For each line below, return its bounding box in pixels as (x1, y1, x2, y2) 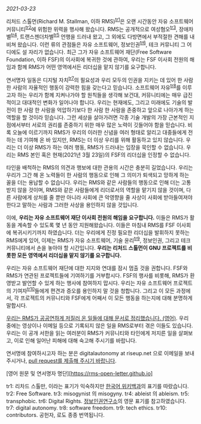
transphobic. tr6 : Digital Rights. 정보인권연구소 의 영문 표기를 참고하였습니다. (6, 398, 187, 405)
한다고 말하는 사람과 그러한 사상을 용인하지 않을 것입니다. (6, 201, 139, 208)
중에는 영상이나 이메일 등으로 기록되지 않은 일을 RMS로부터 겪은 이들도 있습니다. (6, 322, 193, 330)
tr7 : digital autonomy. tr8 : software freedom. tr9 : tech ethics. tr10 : (6, 404, 167, 411)
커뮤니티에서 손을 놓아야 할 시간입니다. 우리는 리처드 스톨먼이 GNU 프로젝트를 (6, 244, 187, 251)
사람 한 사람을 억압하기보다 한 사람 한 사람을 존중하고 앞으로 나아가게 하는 (23, 106, 194, 113)
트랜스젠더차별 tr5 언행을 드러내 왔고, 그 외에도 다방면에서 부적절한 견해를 (20, 32, 188, 40)
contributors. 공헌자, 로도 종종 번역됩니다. (6, 411, 105, 419)
